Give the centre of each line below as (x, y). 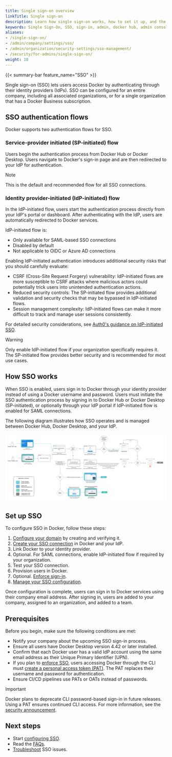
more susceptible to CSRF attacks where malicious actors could (80, 282)
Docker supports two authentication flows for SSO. (59, 130)
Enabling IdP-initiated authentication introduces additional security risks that (86, 261)
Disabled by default (33, 245)
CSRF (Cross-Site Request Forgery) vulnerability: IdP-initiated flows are (88, 276)
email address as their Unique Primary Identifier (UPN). (71, 657)
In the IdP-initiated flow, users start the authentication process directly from (85, 209)
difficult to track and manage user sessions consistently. (72, 314)
